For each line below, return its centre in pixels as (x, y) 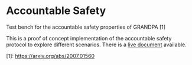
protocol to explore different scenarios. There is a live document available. (97, 45)
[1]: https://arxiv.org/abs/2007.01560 (51, 56)
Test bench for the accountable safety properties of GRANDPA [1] (86, 27)
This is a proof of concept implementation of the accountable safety (89, 38)
